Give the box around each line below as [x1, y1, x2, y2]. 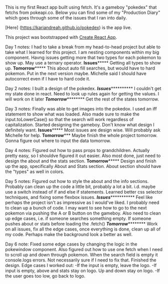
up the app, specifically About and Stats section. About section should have [5, 163, 161, 169]
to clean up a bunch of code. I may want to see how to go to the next [5, 205, 147, 210]
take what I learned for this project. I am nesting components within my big [5, 49, 159, 55]
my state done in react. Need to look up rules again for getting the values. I [5, 91, 159, 96]
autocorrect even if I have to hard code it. [5, 76, 90, 81]
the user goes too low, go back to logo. [5, 273, 86, 279]
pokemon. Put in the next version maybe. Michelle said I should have [5, 70, 146, 76]
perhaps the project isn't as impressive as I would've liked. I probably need [5, 199, 159, 205]
